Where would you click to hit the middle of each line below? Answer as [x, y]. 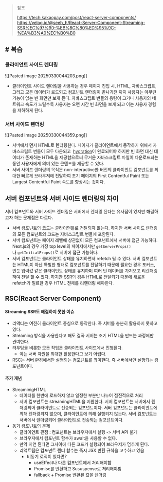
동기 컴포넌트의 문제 [31, 426]
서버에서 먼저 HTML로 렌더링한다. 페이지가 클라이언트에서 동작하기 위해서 [82, 145]
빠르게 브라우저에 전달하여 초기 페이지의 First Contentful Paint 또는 [85, 175]
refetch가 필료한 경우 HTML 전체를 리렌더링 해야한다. [63, 283]
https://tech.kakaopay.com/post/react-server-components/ [76, 17]
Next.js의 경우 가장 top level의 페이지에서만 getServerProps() [72, 246]
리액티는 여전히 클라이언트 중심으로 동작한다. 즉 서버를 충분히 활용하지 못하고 [85, 323]
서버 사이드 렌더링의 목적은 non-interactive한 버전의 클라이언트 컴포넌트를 [82, 169]
